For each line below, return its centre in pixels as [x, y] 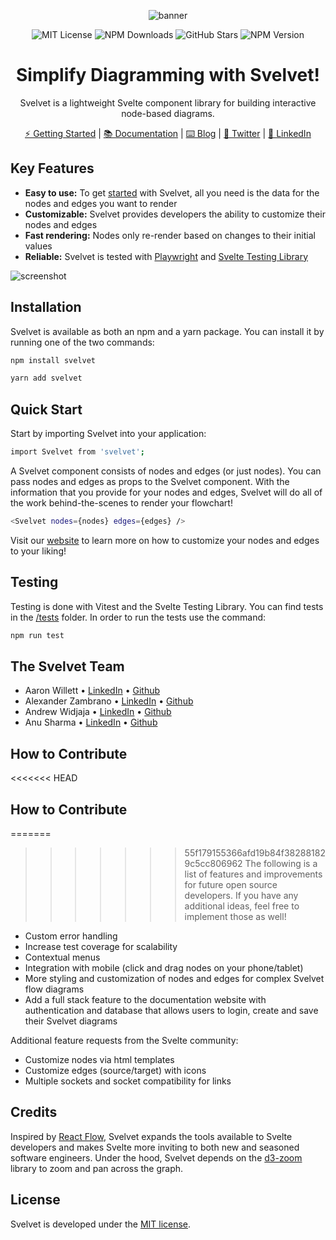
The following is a [281, 863]
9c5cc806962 [213, 863]
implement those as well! [235, 916]
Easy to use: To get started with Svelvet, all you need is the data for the [172, 192]
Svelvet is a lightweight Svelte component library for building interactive [168, 102]
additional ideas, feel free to [242, 906]
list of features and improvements [253, 874]
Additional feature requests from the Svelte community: [124, 1040]
